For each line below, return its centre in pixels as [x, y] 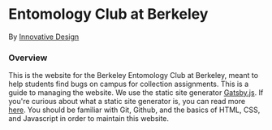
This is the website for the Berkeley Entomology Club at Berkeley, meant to [133, 76]
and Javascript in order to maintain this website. [89, 119]
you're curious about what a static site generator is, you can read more [127, 102]
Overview [28, 58]
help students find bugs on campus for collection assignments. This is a [129, 84]
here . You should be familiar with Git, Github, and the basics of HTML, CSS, [134, 110]
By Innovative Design [44, 37]
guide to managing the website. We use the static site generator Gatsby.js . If [136, 93]
